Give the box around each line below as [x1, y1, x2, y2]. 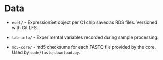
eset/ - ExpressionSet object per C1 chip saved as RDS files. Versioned [11, 19, 157, 25]
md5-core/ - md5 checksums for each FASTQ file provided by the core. [11, 44, 156, 50]
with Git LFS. [11, 24, 38, 30]
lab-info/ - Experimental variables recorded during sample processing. [11, 34, 159, 40]
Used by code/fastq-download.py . [11, 49, 80, 55]
